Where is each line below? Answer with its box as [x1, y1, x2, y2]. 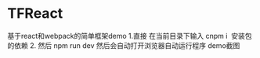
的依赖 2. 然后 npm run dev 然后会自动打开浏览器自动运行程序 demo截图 [7, 40, 240, 50]
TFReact [7, 5, 63, 22]
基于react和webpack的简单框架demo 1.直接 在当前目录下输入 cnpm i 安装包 [7, 31, 252, 40]
